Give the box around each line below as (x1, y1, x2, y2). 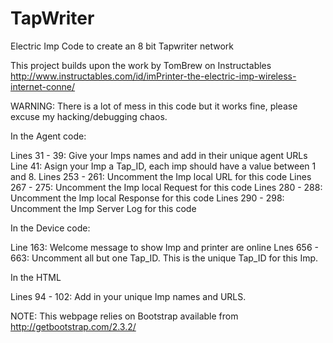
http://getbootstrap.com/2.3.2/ (10, 320, 137, 332)
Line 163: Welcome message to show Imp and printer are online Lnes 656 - (10, 241, 319, 253)
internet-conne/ (10, 80, 76, 92)
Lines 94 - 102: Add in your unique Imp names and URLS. (10, 290, 247, 302)
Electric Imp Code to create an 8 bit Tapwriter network (10, 40, 235, 52)
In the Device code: (10, 222, 91, 234)
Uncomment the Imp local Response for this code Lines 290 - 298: (10, 192, 285, 204)
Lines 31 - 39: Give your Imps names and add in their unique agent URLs (10, 149, 308, 161)
